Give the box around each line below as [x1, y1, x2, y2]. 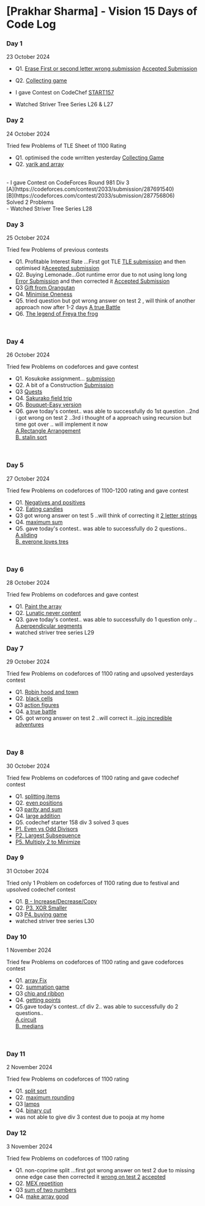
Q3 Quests [15, 388, 43, 395]
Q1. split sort [15, 1088, 47, 1095]
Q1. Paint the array [15, 603, 62, 610]
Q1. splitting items [15, 792, 60, 800]
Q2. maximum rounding [15, 1094, 75, 1101]
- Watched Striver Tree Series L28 [6, 204, 93, 212]
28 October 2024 [6, 579, 50, 586]
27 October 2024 [6, 474, 50, 482]
